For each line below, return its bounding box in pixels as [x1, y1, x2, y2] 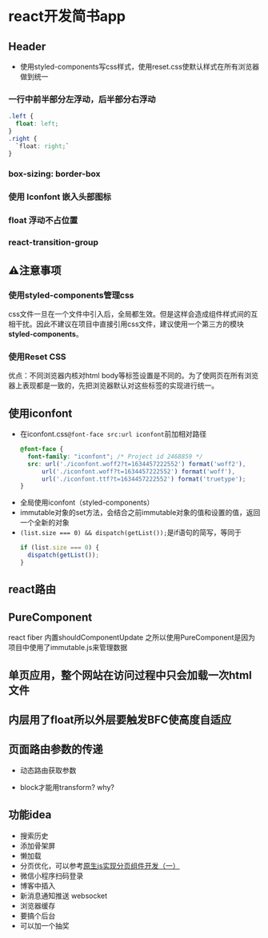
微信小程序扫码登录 [19, 871, 84, 880]
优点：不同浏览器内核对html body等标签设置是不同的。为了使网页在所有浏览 [8, 371, 258, 381]
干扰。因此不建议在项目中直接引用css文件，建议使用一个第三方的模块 [14, 319, 244, 329]
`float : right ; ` [15, 142, 70, 150]
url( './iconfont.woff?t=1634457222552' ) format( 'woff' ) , [41, 467, 236, 476]
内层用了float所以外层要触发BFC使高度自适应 [8, 712, 232, 726]
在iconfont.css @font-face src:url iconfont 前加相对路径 [19, 429, 206, 439]
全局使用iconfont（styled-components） [19, 497, 154, 508]
